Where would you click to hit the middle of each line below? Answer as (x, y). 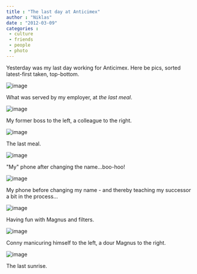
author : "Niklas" (29, 17)
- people (20, 45)
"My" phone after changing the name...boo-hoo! (66, 167)
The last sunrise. (27, 266)
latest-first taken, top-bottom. (43, 74)
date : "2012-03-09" (32, 23)
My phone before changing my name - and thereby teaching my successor (99, 190)
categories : (22, 28)
